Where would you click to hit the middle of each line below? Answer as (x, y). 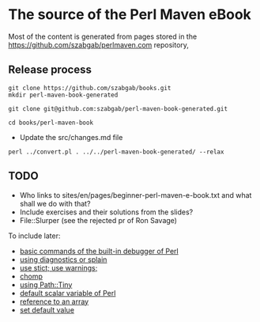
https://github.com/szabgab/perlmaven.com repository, (99, 44)
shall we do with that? (55, 203)
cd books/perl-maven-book (51, 123)
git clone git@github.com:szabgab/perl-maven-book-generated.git (118, 108)
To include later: (34, 236)
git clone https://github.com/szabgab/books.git (90, 88)
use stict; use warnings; (58, 267)
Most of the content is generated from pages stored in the (103, 36)
